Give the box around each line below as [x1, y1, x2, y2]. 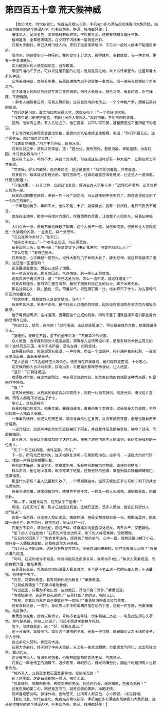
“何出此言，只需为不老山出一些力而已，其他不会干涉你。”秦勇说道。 [11, 587, 127, 593]
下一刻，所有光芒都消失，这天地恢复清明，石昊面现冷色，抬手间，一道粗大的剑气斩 [11, 452, 153, 457]
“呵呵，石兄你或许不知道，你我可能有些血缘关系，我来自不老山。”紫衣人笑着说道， [11, 557, 152, 561]
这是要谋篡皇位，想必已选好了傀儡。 [11, 266, 73, 271]
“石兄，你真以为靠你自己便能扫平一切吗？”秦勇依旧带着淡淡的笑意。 [11, 598, 128, 603]
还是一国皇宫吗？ [16, 260, 45, 265]
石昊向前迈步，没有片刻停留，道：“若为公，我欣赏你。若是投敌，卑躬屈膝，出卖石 [11, 146, 152, 151]
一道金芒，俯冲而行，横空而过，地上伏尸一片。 [8, 520, 89, 525]
